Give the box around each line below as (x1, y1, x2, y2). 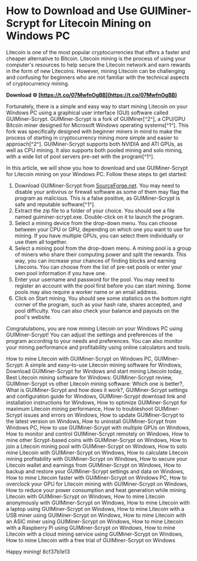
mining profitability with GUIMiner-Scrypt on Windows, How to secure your (6, 455, 188, 462)
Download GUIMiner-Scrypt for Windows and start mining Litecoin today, (6, 367, 183, 375)
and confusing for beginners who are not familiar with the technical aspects (6, 74, 189, 81)
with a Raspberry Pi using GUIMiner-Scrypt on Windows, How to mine (6, 524, 175, 531)
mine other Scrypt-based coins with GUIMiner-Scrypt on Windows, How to (6, 436, 188, 443)
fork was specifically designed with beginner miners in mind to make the (6, 128, 182, 135)
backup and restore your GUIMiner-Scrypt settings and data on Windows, (6, 467, 185, 475)
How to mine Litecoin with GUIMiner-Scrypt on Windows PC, (6, 355, 153, 362)
